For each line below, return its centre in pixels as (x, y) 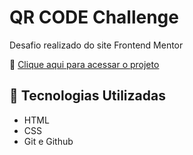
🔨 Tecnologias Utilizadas (87, 96)
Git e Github (48, 141)
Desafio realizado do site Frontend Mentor (96, 45)
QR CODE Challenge (94, 17)
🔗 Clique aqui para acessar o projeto (84, 64)
